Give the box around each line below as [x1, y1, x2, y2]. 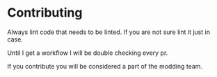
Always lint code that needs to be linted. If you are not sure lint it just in [7, 28, 211, 36]
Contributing [7, 5, 83, 21]
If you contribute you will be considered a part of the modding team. [7, 62, 203, 70]
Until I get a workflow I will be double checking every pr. [7, 49, 168, 57]
